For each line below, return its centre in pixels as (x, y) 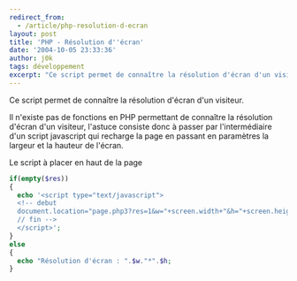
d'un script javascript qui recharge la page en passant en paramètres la (139, 136)
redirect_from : (37, 17)
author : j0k (31, 58)
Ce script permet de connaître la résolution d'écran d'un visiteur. (127, 100)
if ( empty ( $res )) (39, 178)
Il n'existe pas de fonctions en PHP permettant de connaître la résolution (141, 117)
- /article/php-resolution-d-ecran (83, 26)
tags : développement (47, 67)
